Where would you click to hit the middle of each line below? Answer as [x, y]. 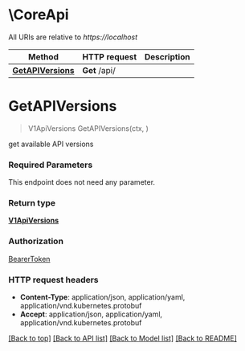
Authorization [36, 241]
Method [43, 56]
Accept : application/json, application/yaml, [91, 314]
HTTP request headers [53, 280]
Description [167, 56]
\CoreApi [39, 15]
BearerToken [29, 259]
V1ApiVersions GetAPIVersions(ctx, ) [88, 128]
